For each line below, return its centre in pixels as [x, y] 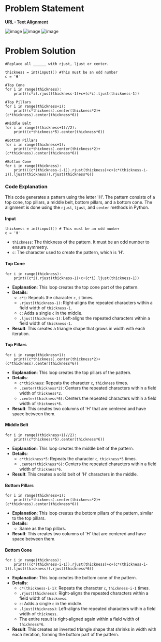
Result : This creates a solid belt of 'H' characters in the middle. [75, 474]
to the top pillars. [29, 518]
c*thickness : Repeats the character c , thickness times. [74, 383]
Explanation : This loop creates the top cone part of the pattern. [75, 287]
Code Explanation [26, 186]
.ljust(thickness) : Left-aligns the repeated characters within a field [87, 609]
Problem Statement [45, 8]
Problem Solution [40, 51]
